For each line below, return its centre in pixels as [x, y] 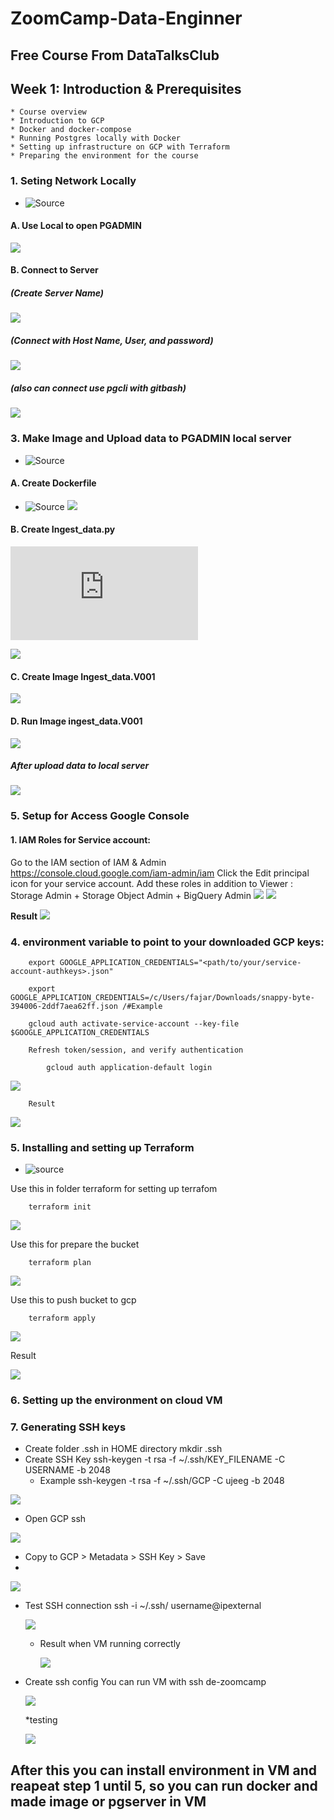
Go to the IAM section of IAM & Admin [88, 862]
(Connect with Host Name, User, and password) [112, 341]
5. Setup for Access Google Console [100, 816]
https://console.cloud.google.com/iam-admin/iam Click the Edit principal [160, 873]
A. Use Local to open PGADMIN [76, 226]
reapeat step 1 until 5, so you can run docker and [164, 1785]
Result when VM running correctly [110, 1644]
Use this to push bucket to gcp [73, 1300]
